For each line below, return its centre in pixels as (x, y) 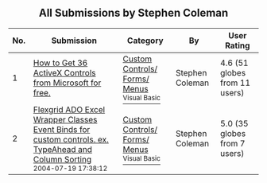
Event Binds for (62, 129)
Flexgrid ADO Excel (69, 109)
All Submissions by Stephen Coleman (133, 13)
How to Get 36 (60, 63)
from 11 (235, 83)
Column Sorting (62, 159)
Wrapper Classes (65, 119)
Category (145, 41)
